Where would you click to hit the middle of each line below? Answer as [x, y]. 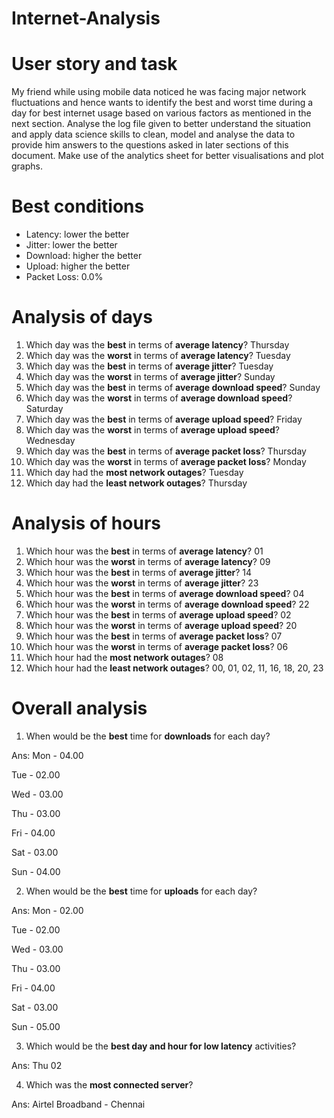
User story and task [94, 64]
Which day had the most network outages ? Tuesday [134, 472]
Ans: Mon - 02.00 [47, 910]
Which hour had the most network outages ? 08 [124, 657]
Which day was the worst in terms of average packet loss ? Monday [166, 461]
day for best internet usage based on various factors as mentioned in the [161, 113]
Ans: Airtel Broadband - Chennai [78, 1104]
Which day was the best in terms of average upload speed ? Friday [164, 419]
